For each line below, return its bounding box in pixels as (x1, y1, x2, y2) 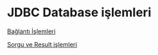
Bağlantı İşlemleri (7, 27, 56, 35)
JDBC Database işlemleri (7, 5, 152, 20)
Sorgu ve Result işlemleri (7, 40, 78, 48)
